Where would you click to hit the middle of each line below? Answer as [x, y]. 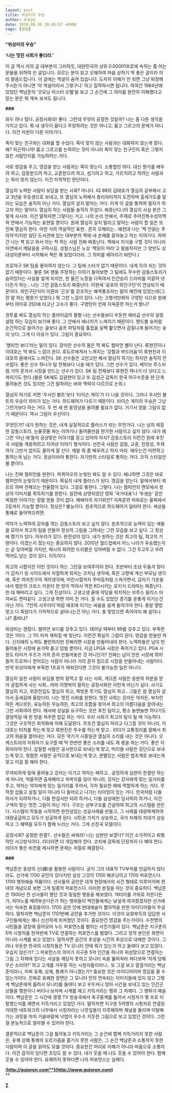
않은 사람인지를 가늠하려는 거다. [37, 156]
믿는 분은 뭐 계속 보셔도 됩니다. [36, 99]
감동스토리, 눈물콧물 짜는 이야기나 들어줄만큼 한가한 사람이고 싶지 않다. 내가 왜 [88, 431]
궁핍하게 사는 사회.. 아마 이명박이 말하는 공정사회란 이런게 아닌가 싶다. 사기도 [87, 685]
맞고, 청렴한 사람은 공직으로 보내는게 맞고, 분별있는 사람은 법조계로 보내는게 [90, 756]
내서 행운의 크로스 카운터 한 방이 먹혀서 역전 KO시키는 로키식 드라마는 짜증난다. [84, 586]
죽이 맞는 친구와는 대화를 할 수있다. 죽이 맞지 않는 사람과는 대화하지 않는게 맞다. [84, 143]
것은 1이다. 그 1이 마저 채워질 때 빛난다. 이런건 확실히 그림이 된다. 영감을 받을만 [83, 635]
